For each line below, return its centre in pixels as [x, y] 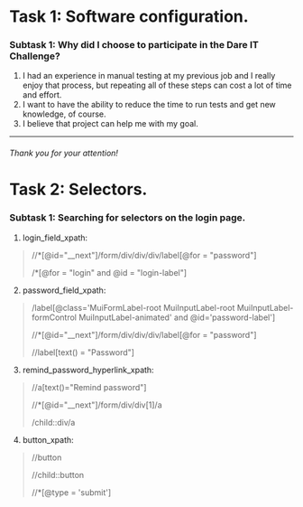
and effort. [42, 95]
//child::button [58, 474]
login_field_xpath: [55, 238]
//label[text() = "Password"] [83, 352]
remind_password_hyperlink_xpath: [88, 370]
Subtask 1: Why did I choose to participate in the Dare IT [134, 45]
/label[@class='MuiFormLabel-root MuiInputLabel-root [133, 307]
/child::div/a [53, 422]
